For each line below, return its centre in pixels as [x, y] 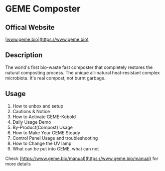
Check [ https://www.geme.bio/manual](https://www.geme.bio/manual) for [82, 158]
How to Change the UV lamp [42, 143]
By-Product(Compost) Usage [42, 127]
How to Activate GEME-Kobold [44, 117]
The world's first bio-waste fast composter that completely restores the [79, 67]
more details [18, 163]
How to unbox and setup [38, 106]
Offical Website [30, 27]
